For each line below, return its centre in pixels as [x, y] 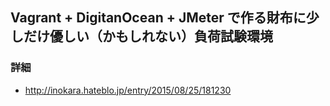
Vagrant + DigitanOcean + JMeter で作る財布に [158, 18]
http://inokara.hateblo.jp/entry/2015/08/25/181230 [128, 90]
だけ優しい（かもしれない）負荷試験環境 [148, 36]
